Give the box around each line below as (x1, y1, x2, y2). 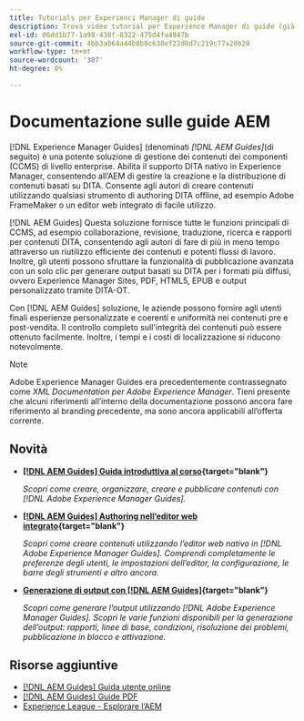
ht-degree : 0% (9, 65, 64, 74)
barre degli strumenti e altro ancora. (22, 566, 159, 578)
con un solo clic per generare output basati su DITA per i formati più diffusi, (9, 265, 291, 276)
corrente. (9, 415, 44, 426)
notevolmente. (9, 340, 64, 351)
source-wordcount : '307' (9, 56, 104, 65)
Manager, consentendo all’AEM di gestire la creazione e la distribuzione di (9, 170, 287, 181)
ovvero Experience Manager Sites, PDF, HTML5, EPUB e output (9, 275, 248, 286)
